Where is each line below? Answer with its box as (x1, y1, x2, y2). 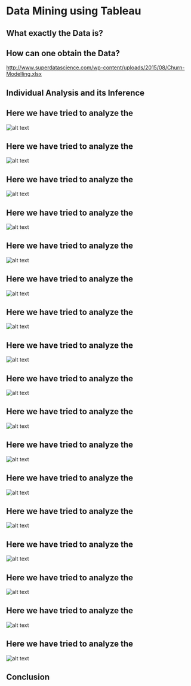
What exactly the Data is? (6, 28, 103, 38)
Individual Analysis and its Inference (6, 88, 145, 98)
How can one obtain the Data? (6, 48, 121, 58)
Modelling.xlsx (6, 71, 42, 78)
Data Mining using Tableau (6, 4, 141, 18)
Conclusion (6, 672, 50, 682)
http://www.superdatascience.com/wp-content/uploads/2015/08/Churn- (6, 64, 185, 71)
